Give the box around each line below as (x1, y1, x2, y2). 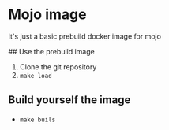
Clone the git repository (19, 61, 97, 72)
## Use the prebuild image (8, 46, 95, 56)
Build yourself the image (8, 93, 131, 107)
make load (19, 72, 53, 80)
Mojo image (8, 6, 87, 24)
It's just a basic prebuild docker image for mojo (8, 32, 162, 41)
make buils (19, 116, 56, 124)
